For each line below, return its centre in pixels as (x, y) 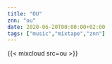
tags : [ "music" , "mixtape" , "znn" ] (56, 33)
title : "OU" (25, 14)
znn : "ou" (22, 20)
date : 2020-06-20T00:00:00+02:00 (56, 27)
